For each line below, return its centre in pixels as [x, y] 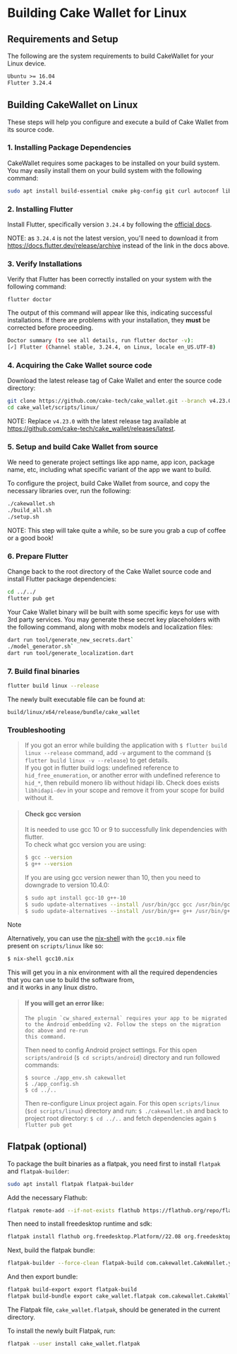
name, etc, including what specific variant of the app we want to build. [109, 470]
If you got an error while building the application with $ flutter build [126, 745]
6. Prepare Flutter [38, 556]
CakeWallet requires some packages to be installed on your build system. [114, 163]
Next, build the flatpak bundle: [51, 1250]
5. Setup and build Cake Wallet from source [83, 447]
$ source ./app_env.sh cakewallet [75, 1077]
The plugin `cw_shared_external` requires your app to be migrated [126, 1018]
